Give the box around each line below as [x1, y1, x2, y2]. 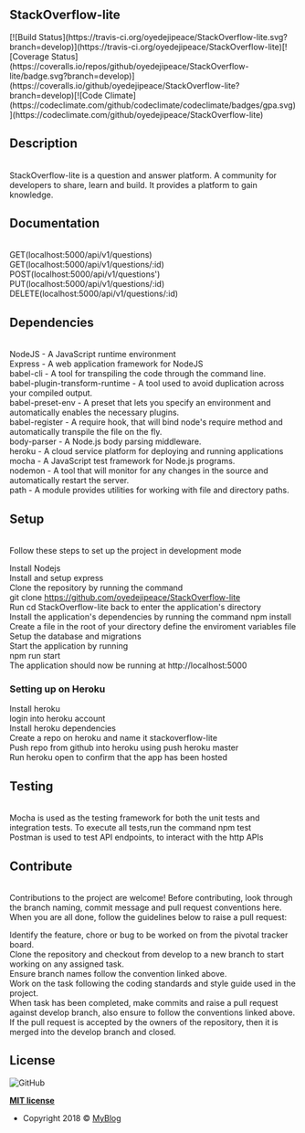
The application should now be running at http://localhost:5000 [9, 660, 247, 671]
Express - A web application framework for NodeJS [9, 358, 204, 369]
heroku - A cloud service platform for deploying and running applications [9, 446, 284, 457]
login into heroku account [9, 713, 106, 725]
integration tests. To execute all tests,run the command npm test [9, 822, 252, 833]
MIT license [9, 1095, 55, 1106]
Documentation [9, 216, 100, 231]
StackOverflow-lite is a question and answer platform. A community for [9, 169, 277, 181]
